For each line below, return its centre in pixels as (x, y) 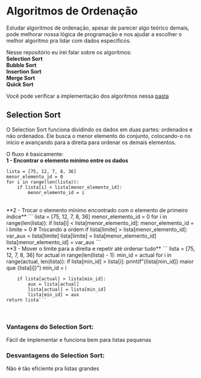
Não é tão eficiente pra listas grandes (53, 368)
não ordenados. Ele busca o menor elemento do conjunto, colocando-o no (99, 136)
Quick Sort (20, 84)
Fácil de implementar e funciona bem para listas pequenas (79, 340)
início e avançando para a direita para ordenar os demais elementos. (91, 142)
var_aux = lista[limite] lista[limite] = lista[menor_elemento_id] (81, 236)
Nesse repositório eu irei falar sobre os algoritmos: (69, 52)
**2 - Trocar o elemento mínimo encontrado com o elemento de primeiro (97, 210)
